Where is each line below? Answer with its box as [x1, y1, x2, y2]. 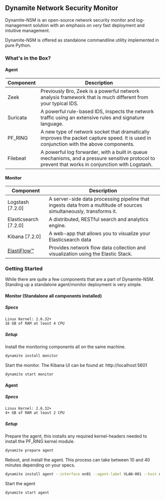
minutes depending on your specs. [5, 462, 76, 468]
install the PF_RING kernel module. [5, 438, 75, 444]
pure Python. [5, 42, 31, 48]
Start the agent [5, 481, 35, 486]
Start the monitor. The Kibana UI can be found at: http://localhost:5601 [5, 362, 147, 368]
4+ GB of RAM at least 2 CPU [5, 410, 65, 416]
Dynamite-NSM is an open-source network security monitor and [5, 17, 136, 23]
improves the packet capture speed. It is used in [40, 134, 151, 141]
